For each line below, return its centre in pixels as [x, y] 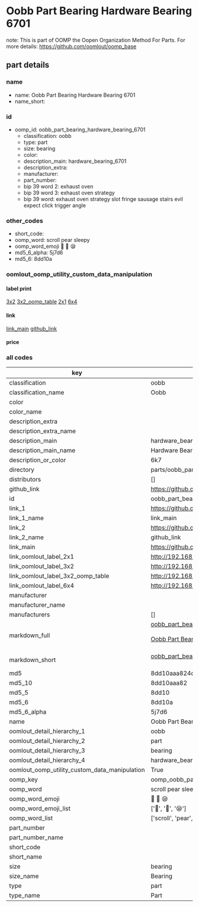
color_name [25, 412]
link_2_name [27, 537]
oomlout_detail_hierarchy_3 [47, 751]
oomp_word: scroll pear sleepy [52, 240]
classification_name [37, 392]
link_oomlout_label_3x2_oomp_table [59, 576]
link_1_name [27, 518]
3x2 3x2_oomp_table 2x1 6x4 [42, 302]
